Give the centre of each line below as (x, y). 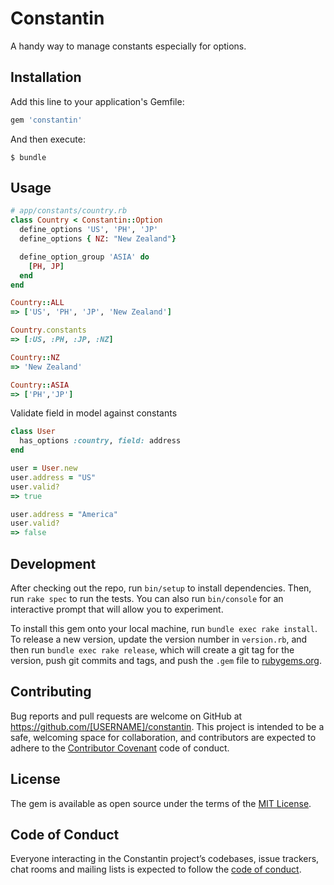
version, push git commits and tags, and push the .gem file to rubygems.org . (166, 660)
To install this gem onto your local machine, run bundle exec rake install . (164, 628)
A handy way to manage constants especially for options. (128, 46)
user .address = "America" (64, 514)
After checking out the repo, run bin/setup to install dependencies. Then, (161, 588)
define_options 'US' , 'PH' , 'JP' (89, 230)
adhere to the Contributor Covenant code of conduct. (120, 748)
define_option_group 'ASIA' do (84, 257)
